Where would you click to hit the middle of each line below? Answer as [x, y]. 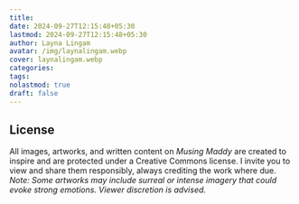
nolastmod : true [40, 85]
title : [22, 18]
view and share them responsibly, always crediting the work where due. [143, 171]
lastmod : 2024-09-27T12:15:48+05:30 [78, 34]
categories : [32, 69]
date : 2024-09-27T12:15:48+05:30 [72, 26]
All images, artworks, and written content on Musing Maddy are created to [148, 152]
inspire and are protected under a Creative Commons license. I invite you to [150, 161]
